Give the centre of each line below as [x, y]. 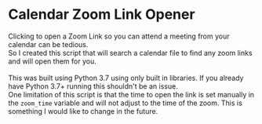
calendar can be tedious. [48, 44]
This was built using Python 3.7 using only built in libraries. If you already [126, 78]
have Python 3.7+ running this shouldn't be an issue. [93, 86]
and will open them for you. [52, 61]
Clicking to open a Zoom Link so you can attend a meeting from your [119, 36]
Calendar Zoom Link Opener [102, 15]
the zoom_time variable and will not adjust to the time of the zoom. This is [126, 103]
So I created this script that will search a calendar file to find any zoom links [130, 53]
